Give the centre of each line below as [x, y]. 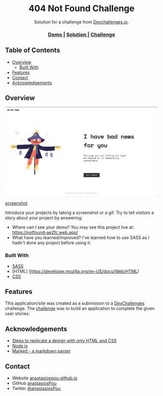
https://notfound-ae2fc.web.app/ [45, 233]
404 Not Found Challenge [81, 9]
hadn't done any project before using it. [51, 243]
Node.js [20, 346]
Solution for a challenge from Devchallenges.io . [81, 22]
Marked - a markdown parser [41, 351]
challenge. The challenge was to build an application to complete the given [80, 308]
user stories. [17, 314]
